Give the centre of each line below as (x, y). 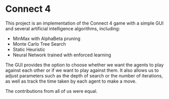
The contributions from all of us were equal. (51, 91)
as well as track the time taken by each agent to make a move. (71, 81)
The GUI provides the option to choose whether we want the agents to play (84, 65)
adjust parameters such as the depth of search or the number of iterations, (84, 75)
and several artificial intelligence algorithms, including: (63, 28)
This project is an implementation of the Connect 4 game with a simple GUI (84, 23)
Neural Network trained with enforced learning (62, 55)
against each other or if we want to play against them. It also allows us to (82, 70)
